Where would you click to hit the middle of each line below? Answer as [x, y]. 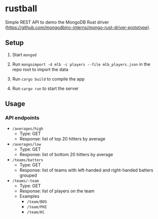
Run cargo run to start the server [45, 88]
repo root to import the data [40, 69]
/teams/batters [28, 160]
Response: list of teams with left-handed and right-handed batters [86, 170]
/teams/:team [26, 181]
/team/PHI [37, 207]
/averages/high [28, 129]
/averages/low [26, 145]
